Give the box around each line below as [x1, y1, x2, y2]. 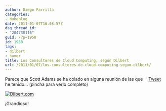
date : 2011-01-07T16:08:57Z [5, 21, 63, 26]
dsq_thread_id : [5, 26, 37, 31]
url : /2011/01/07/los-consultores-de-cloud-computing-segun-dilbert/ [5, 62, 152, 67]
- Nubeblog [5, 16, 28, 21]
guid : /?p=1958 [5, 35, 37, 40]
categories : [5, 12, 30, 17]
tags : [5, 44, 16, 49]
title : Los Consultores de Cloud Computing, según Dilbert [5, 58, 129, 63]
